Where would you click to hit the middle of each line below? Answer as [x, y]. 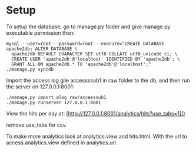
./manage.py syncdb [30, 69]
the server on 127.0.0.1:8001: [40, 87]
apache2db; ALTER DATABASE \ [42, 49]
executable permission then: [41, 32]
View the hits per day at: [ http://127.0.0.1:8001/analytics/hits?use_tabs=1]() [96, 113]
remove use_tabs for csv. [36, 125]
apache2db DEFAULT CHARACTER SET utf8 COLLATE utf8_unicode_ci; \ [94, 54]
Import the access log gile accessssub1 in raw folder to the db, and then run [98, 80]
